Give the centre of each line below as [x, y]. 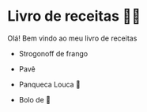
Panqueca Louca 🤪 [49, 84]
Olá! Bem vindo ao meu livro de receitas [72, 38]
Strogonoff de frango [53, 53]
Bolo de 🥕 [34, 99]
